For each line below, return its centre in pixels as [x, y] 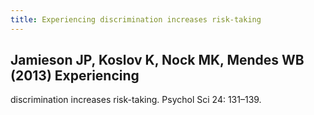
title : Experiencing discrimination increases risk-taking [136, 19]
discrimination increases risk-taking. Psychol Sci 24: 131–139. [136, 100]
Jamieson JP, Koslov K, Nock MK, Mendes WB [157, 60]
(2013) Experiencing [75, 76]
